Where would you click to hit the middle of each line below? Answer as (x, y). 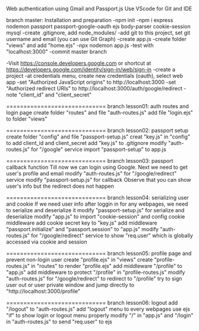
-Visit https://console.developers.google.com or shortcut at (79, 63)
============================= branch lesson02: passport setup (97, 130)
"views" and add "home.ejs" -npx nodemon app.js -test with (80, 45)
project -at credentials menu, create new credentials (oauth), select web (94, 76)
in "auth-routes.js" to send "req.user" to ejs (59, 321)
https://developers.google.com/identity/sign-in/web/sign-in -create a (91, 70)
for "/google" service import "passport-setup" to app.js (98, 149)
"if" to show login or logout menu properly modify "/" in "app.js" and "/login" (100, 315)
